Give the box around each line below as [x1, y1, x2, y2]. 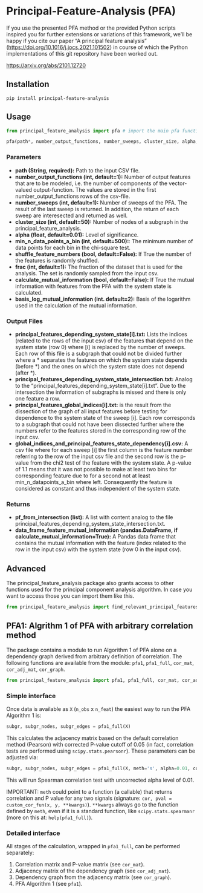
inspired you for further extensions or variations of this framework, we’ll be [6, 30, 193, 38]
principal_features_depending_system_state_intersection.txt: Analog [14, 375, 193, 382]
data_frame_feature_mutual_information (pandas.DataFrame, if [14, 526, 178, 534]
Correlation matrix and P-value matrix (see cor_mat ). [14, 860, 145, 868]
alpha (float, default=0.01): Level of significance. [14, 231, 139, 238]
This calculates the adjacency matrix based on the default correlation [6, 734, 179, 742]
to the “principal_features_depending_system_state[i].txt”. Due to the [14, 382, 186, 389]
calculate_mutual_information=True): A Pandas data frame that [14, 533, 176, 540]
